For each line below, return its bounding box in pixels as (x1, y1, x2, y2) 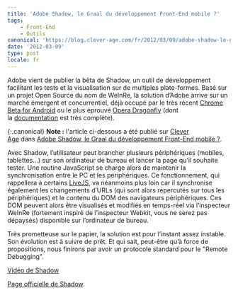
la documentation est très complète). (7, 113, 115, 122)
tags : (7, 17, 23, 24)
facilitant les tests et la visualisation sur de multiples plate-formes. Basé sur (7, 83, 228, 92)
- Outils (20, 30, 46, 37)
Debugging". (7, 252, 44, 260)
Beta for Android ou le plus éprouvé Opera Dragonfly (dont (7, 105, 179, 114)
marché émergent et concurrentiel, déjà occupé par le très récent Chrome (7, 98, 223, 107)
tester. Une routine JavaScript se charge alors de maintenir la (7, 163, 186, 172)
